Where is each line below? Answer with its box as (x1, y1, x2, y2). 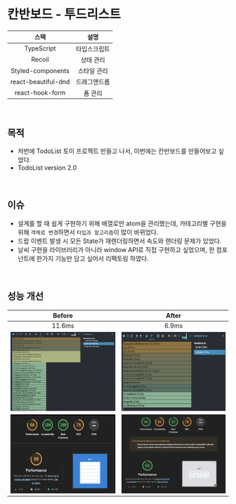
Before (52, 312, 74, 320)
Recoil (31, 55, 49, 64)
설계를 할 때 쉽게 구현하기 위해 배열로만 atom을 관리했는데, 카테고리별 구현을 (17, 219, 227, 227)
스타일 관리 (77, 67, 108, 75)
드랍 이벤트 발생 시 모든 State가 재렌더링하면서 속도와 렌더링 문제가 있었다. (17, 237, 222, 245)
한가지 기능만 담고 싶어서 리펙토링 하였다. (36, 254, 149, 263)
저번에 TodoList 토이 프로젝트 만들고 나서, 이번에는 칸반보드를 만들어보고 (17, 147, 217, 155)
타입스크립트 (76, 44, 110, 53)
